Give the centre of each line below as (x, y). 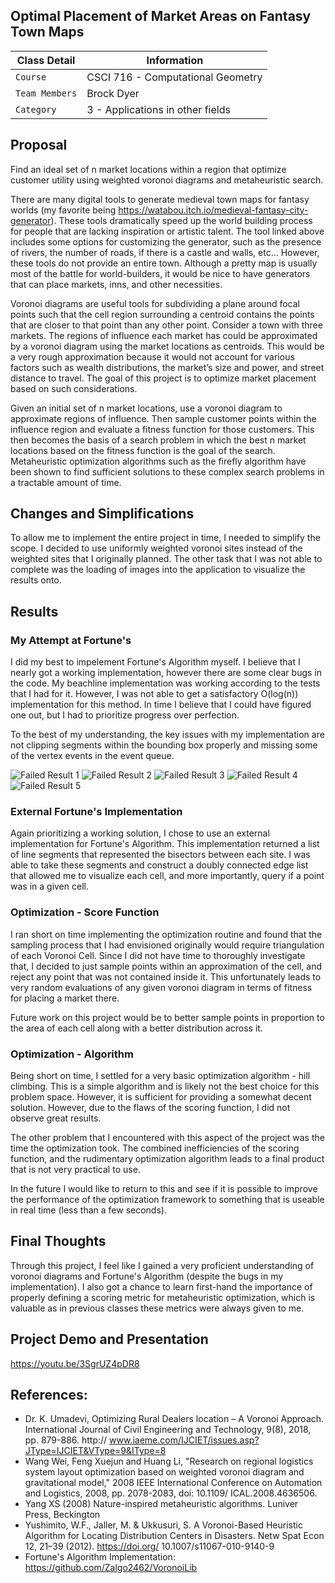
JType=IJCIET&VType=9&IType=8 (95, 1451)
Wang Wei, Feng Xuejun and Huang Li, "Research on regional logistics (169, 1461)
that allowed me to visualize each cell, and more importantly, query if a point (167, 876)
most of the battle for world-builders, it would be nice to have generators (160, 273)
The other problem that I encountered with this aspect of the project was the (167, 1138)
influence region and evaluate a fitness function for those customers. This (162, 429)
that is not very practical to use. (75, 1170)
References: (49, 1395)
